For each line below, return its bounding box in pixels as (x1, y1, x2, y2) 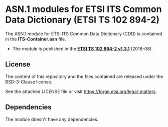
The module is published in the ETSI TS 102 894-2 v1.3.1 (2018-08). (12, 45, 153, 51)
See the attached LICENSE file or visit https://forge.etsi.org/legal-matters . (5, 88, 157, 94)
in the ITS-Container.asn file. (5, 36, 66, 42)
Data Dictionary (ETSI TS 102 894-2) (5, 14, 159, 25)
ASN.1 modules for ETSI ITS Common (5, 3, 162, 15)
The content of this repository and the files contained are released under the (5, 73, 163, 79)
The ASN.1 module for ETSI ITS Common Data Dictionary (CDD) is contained (5, 30, 162, 36)
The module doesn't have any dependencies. (5, 116, 99, 122)
